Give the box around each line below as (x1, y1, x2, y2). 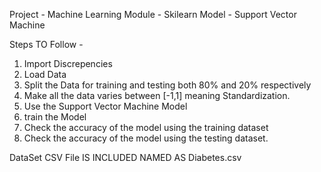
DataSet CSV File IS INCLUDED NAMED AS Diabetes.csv (9, 152, 242, 163)
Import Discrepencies (23, 58, 113, 69)
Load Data (23, 69, 67, 80)
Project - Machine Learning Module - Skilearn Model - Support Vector (9, 9, 297, 20)
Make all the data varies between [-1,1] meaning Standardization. (23, 90, 291, 101)
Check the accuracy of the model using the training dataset (23, 122, 269, 133)
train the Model (23, 111, 87, 123)
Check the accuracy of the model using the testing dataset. (23, 132, 269, 144)
